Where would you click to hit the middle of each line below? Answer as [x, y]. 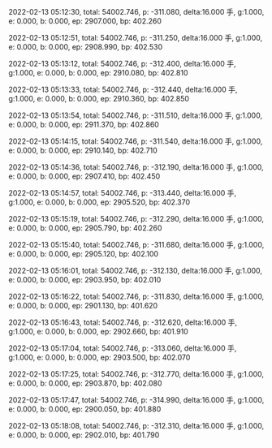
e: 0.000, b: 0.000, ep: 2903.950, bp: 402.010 [85, 280]
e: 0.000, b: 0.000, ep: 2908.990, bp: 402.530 [86, 47]
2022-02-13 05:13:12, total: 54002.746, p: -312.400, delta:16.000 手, [123, 64]
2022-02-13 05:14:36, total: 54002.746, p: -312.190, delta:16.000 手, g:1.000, [136, 167]
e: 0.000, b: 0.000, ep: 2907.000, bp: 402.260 [85, 21]
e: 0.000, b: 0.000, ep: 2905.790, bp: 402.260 [85, 228]
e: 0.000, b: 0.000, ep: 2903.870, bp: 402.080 [85, 383]
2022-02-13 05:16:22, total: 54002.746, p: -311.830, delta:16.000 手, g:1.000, [136, 296]
